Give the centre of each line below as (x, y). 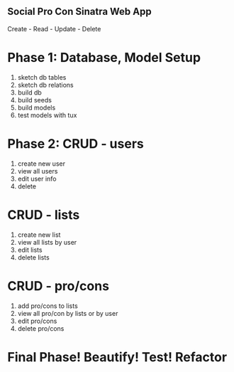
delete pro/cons (41, 328)
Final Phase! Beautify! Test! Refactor (117, 357)
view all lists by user (47, 242)
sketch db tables (42, 77)
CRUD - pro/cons (58, 286)
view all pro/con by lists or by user (68, 313)
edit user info (37, 179)
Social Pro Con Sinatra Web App (79, 12)
